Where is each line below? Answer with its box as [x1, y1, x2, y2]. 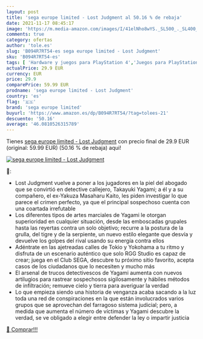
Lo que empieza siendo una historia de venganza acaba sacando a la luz [14, 288, 196, 296]
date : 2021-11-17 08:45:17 [6, 20, 74, 26]
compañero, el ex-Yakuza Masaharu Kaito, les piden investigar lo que [14, 192, 187, 199]
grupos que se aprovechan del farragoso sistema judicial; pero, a [14, 302, 177, 309]
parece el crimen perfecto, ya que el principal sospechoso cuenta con [14, 199, 190, 206]
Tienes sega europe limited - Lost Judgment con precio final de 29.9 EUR [6, 138, 189, 145]
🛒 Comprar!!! [6, 326, 38, 333]
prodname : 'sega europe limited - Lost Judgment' [6, 88, 134, 94]
